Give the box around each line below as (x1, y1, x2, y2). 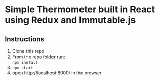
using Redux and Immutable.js (5, 14, 136, 26)
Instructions (5, 35, 44, 43)
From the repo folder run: (12, 53, 65, 60)
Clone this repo (12, 48, 44, 54)
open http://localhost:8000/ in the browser (12, 70, 102, 76)
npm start (12, 65, 34, 70)
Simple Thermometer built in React (5, 4, 155, 15)
